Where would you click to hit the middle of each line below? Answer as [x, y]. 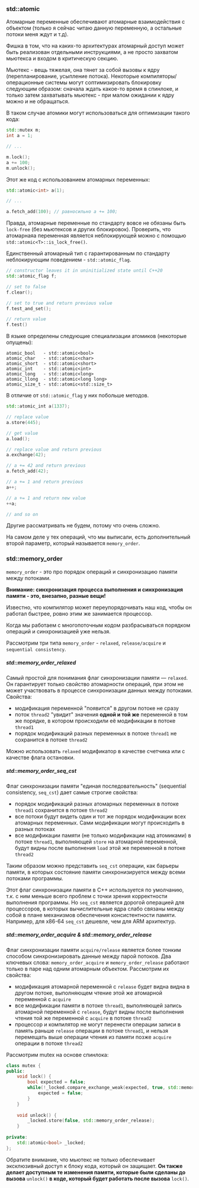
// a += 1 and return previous [45, 482]
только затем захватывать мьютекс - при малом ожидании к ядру [90, 95]
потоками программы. [35, 878]
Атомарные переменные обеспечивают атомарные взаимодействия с [96, 22]
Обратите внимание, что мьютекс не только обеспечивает [81, 1160]
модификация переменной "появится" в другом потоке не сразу [97, 708]
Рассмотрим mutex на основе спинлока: [57, 1055]
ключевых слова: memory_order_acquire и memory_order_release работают [98, 962]
